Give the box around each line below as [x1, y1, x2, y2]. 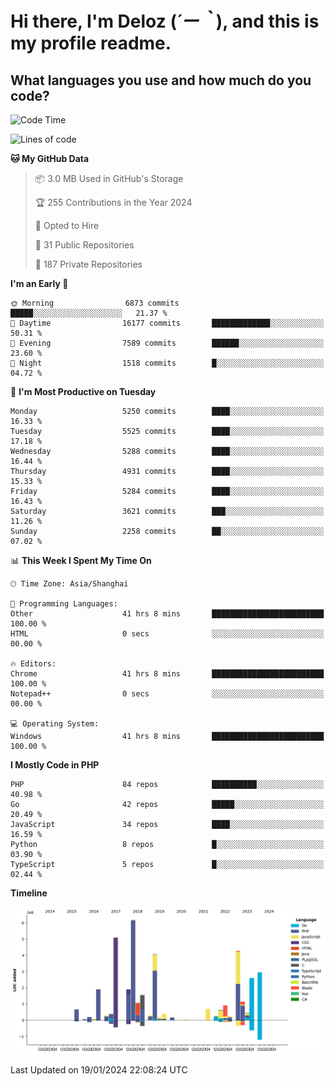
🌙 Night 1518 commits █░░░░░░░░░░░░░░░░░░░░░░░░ [10, 358, 325, 368]
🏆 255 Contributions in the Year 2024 [34, 197, 193, 208]
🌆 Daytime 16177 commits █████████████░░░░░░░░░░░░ [10, 318, 325, 328]
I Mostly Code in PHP [10, 759, 100, 771]
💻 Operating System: [10, 719, 100, 729]
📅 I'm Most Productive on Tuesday [10, 386, 157, 397]
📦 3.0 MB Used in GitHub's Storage [34, 173, 184, 184]
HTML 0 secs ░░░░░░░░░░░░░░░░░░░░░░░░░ [10, 629, 325, 639]
